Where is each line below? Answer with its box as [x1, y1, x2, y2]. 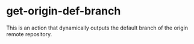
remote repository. [6, 30, 52, 37]
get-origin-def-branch [6, 4, 121, 18]
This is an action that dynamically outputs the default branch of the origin [6, 24, 189, 31]
